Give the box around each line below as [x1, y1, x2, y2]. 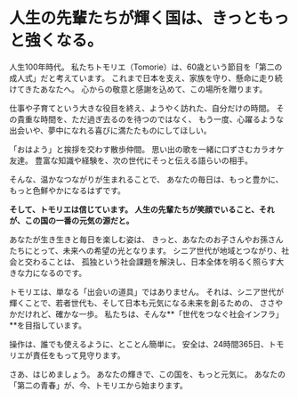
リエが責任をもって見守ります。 [9, 349, 125, 361]
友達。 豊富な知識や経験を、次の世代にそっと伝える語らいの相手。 [9, 155, 254, 166]
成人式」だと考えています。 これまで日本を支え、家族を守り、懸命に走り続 [9, 72, 283, 83]
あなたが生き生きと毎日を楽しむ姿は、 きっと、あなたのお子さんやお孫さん [9, 233, 284, 245]
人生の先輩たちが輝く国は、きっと [9, 8, 258, 28]
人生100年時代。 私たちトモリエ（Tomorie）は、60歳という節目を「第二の [9, 61, 283, 72]
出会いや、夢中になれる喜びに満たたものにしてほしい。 [9, 125, 212, 135]
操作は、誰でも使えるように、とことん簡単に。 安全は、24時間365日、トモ [9, 338, 285, 349]
